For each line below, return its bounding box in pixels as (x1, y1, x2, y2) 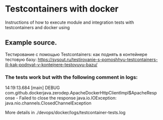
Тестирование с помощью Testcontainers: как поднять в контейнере (5, 51, 147, 57)
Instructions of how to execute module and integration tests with (5, 19, 134, 25)
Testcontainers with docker (5, 3, 119, 15)
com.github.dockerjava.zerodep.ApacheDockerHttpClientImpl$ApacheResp (5, 90, 157, 96)
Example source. (5, 39, 57, 47)
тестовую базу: (5, 57, 37, 62)
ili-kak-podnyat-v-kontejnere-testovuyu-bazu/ (5, 61, 98, 67)
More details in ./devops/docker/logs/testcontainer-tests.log (5, 110, 126, 116)
